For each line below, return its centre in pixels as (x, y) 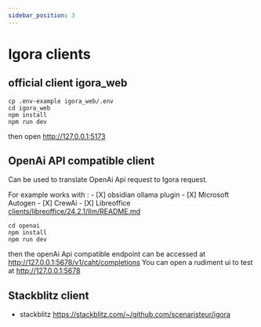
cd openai (24, 226)
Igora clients (50, 54)
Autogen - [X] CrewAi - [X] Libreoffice (69, 203)
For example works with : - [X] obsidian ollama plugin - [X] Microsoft (119, 195)
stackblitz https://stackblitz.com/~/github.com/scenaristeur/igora (125, 314)
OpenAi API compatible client (82, 161)
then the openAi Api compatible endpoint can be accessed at (107, 254)
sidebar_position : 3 (42, 15)
